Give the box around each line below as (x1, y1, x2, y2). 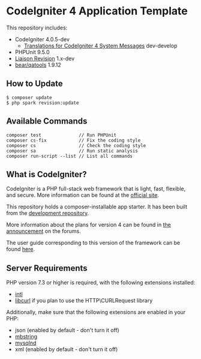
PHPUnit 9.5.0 (14, 48, 50, 55)
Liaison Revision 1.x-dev (14, 55, 75, 62)
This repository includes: (6, 24, 68, 31)
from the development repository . (6, 210, 89, 217)
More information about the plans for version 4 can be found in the (6, 221, 171, 229)
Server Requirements (6, 263, 88, 273)
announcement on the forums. (6, 228, 81, 235)
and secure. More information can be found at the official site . (6, 192, 159, 199)
